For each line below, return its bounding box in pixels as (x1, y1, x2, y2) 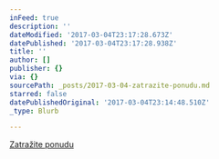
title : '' (9, 47, 47, 56)
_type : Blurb (9, 106, 59, 115)
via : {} (9, 73, 39, 82)
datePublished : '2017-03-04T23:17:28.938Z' (9, 38, 178, 48)
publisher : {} (9, 65, 64, 74)
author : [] (9, 55, 51, 65)
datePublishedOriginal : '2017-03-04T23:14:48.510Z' (9, 97, 210, 107)
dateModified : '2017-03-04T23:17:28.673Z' (9, 30, 173, 39)
